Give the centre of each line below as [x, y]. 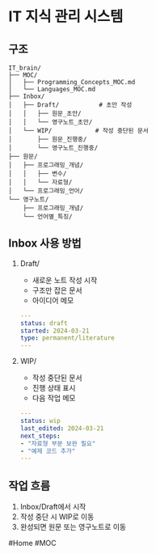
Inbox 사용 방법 [45, 243]
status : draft [44, 323]
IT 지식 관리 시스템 [66, 17]
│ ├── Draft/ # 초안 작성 [70, 105]
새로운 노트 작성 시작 [65, 280]
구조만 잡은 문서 [57, 290]
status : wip [40, 421]
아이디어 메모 [53, 300]
